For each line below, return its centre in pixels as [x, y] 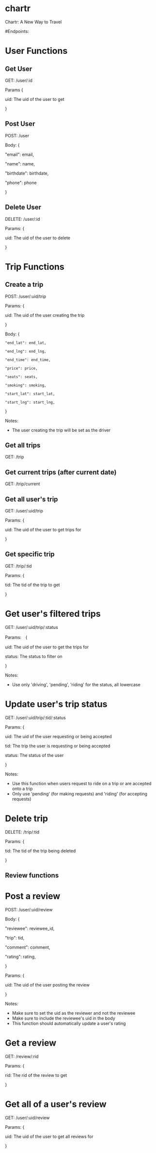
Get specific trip [30, 554]
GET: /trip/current [23, 484]
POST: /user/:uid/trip [26, 296]
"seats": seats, [21, 377]
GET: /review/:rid [22, 1056]
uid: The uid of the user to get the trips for [47, 647]
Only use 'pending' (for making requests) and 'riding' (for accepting [80, 793]
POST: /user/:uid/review [29, 909]
